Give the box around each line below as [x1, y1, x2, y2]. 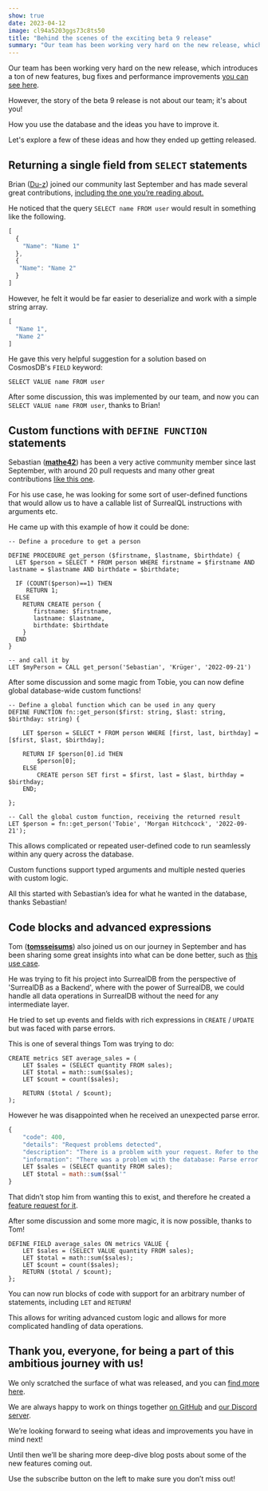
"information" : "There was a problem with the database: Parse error [22, 1155, 259, 1164]
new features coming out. [8, 1458, 93, 1468]
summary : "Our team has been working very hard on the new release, [8, 42, 241, 49]
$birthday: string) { [8, 715, 81, 723]
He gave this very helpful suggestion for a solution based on [8, 354, 207, 364]
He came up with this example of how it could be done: [8, 522, 190, 532]
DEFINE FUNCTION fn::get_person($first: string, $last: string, [8, 708, 227, 717]
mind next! [8, 1434, 44, 1444]
